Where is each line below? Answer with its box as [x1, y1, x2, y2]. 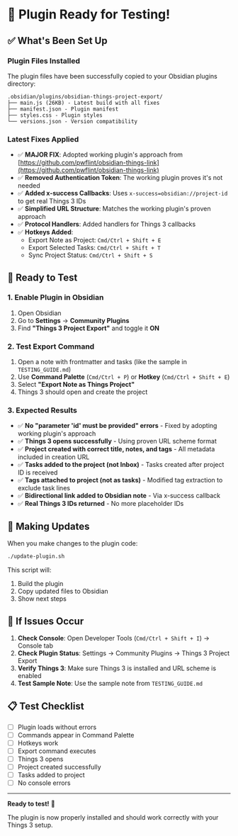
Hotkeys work [17, 738, 59, 747]
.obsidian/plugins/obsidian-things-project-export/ [7, 93, 163, 100]
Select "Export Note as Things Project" [17, 380, 135, 389]
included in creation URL [17, 453, 90, 461]
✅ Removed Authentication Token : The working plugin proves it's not [17, 174, 223, 182]
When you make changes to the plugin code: [7, 539, 138, 548]
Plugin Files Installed [7, 56, 80, 66]
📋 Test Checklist [7, 701, 84, 713]
